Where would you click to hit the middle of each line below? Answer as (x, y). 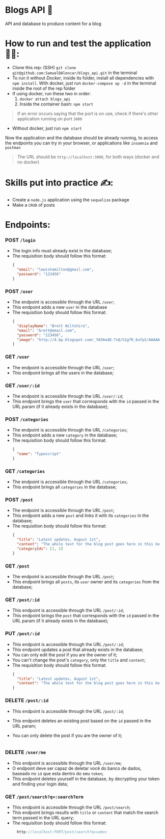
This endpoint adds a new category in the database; (65, 435)
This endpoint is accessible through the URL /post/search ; (71, 808)
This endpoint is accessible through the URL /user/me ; (67, 763)
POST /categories (27, 419)
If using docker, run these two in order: (52, 93)
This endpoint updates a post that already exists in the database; (78, 650)
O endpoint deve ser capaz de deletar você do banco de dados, (77, 768)
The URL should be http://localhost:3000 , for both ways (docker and (88, 157)
